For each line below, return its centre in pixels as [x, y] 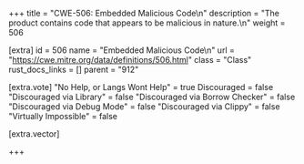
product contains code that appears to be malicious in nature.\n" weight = [147, 23]
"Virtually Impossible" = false [63, 116]
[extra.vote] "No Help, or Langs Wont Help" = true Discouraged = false [141, 87]
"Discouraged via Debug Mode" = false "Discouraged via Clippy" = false [144, 107]
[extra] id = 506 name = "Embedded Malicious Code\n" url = [122, 50]
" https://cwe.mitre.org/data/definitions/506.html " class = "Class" [130, 60]
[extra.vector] [34, 134]
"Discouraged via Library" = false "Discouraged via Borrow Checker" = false [152, 97]
